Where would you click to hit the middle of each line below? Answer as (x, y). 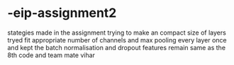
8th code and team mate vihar (51, 55)
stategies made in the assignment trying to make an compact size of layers (117, 32)
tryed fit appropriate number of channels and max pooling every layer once (117, 40)
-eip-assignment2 (62, 13)
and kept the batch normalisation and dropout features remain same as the (116, 47)
